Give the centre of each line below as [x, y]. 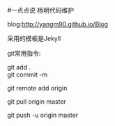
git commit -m [28, 74]
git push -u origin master [43, 115]
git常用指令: [24, 53]
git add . [19, 67]
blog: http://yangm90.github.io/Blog [58, 24]
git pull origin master [37, 102]
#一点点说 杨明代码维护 [41, 10]
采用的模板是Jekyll [34, 38]
